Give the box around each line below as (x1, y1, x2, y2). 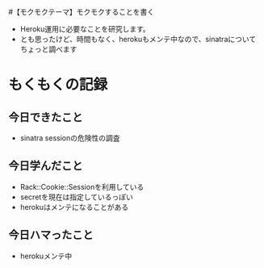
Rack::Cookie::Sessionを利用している (19, 182, 145, 191)
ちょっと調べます (19, 44, 78, 54)
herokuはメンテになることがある (19, 202, 129, 211)
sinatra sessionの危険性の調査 (19, 133, 120, 143)
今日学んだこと (8, 159, 83, 173)
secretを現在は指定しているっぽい (19, 192, 133, 202)
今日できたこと (8, 110, 83, 124)
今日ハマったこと (8, 228, 94, 242)
